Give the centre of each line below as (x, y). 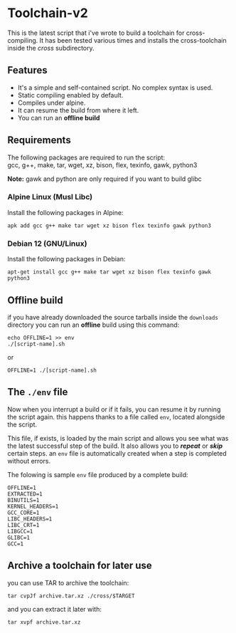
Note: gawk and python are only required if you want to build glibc (104, 179)
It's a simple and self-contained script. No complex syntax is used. (115, 88)
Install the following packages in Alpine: (65, 212)
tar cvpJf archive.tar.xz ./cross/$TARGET (71, 596)
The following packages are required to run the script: (86, 157)
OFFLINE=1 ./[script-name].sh (52, 370)
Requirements (39, 140)
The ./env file (38, 392)
